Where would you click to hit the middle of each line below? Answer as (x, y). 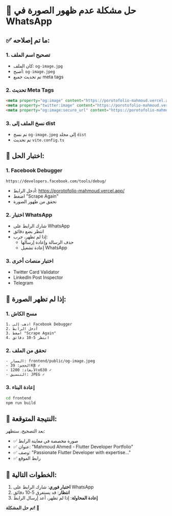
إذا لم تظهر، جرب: (30, 237)
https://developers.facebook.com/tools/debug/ (56, 181)
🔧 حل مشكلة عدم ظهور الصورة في (71, 10)
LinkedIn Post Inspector (38, 277)
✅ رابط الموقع (27, 458)
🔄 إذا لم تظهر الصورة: (36, 299)
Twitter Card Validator (36, 272)
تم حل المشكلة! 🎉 (23, 508)
